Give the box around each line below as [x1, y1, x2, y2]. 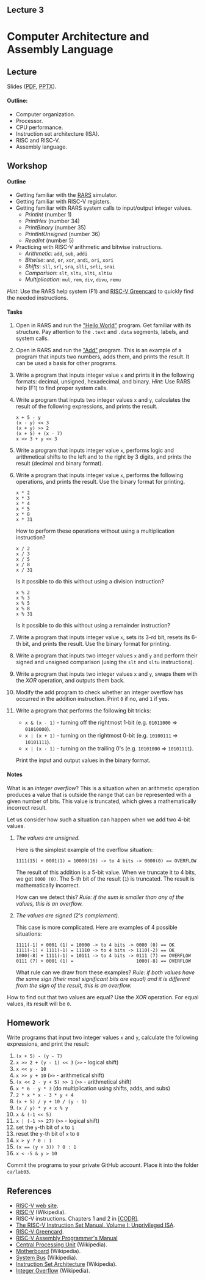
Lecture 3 [7, 5, 45, 15]
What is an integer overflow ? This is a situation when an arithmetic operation [7, 784, 200, 791]
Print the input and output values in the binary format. [15, 757, 151, 764]
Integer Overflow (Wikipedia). [15, 1267, 90, 1274]
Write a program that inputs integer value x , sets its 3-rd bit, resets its [15, 634, 190, 641]
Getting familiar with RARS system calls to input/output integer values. [15, 204, 192, 212]
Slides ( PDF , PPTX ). [7, 83, 57, 91]
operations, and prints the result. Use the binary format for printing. [15, 478, 185, 486]
